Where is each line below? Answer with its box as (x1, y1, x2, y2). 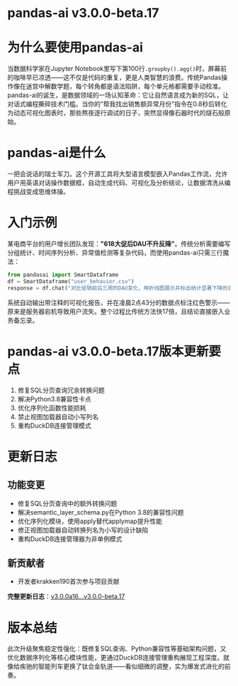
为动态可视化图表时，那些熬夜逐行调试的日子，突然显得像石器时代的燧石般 (7, 108, 225, 118)
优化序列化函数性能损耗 (17, 404, 86, 412)
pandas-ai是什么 (7, 145, 106, 161)
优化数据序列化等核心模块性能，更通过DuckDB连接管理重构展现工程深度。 (7, 653, 224, 662)
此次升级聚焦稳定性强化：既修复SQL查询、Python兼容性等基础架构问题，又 (7, 644, 227, 653)
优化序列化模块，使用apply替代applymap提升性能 (17, 517, 163, 525)
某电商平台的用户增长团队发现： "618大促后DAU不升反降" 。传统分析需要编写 (7, 239, 231, 248)
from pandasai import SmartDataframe (7, 271, 119, 278)
